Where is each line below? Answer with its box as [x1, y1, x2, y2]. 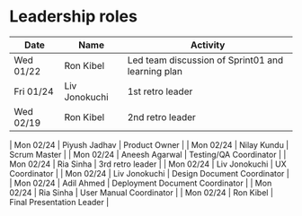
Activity [190, 39, 226, 51]
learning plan [127, 65, 182, 77]
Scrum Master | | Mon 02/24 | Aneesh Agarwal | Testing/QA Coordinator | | [9, 149, 287, 160]
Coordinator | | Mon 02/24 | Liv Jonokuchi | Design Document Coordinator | [9, 168, 289, 178]
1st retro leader [127, 85, 193, 98]
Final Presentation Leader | [9, 196, 110, 207]
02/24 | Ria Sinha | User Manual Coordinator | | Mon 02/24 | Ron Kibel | [9, 186, 274, 198]
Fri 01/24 [13, 85, 54, 98]
